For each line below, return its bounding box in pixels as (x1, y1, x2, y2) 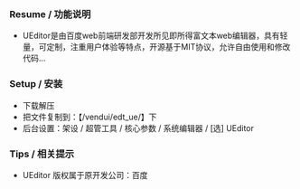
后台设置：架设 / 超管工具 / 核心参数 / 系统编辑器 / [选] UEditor (22, 122, 255, 133)
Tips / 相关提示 (9, 147, 75, 160)
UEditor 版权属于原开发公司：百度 (22, 169, 148, 180)
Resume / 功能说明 (9, 7, 91, 20)
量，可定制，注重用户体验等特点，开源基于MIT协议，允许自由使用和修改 (22, 42, 291, 52)
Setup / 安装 (9, 78, 63, 90)
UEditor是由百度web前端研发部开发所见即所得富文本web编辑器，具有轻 (22, 30, 288, 42)
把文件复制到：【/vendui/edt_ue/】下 (22, 111, 157, 122)
